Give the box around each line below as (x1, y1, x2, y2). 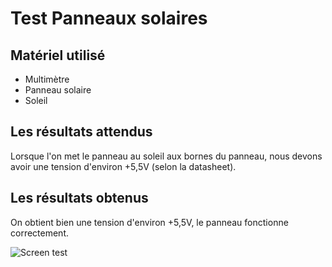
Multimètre (24, 73, 70, 85)
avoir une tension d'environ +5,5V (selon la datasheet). (10, 160, 237, 172)
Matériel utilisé (10, 47, 106, 64)
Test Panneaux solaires (10, 7, 208, 30)
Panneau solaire (24, 84, 92, 96)
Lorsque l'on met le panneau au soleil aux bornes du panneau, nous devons (10, 150, 323, 162)
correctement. (10, 227, 69, 239)
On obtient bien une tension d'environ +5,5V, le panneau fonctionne (10, 216, 289, 228)
